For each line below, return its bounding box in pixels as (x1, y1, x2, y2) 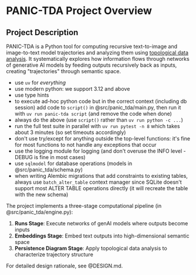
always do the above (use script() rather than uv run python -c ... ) (14, 116, 184, 123)
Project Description (6, 27, 79, 37)
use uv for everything (14, 79, 66, 86)
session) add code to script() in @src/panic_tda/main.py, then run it (14, 104, 181, 111)
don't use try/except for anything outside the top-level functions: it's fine (14, 135, 191, 142)
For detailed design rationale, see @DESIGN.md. (6, 262, 123, 269)
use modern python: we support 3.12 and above (14, 85, 130, 92)
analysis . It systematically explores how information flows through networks (6, 56, 190, 62)
